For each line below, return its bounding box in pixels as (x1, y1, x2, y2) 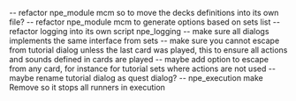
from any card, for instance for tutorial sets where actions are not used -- (9, 63, 277, 74)
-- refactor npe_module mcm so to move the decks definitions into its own (9, 8, 279, 18)
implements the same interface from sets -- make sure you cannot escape (9, 35, 280, 46)
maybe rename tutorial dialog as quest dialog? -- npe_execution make (9, 73, 263, 83)
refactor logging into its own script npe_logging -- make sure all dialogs (9, 26, 269, 36)
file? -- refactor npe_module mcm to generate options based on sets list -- (9, 17, 281, 27)
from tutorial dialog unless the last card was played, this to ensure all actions (9, 45, 288, 55)
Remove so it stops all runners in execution (9, 83, 166, 92)
